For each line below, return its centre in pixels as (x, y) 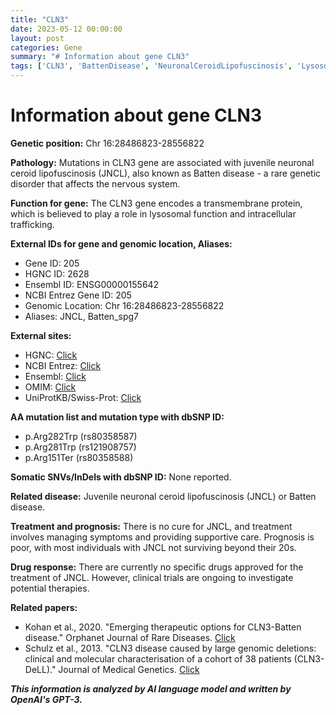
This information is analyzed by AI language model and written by (151, 688)
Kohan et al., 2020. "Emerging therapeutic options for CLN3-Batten (163, 627)
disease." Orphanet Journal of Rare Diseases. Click (130, 637)
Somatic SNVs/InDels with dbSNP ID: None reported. (121, 477)
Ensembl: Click (55, 376)
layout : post (37, 38)
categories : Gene (46, 47)
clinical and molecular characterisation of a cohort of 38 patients (158, 658)
